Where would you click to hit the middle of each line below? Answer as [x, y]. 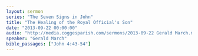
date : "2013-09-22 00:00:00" [42, 28]
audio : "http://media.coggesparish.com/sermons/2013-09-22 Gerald [89, 33]
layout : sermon [25, 11]
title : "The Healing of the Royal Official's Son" [70, 22]
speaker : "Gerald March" [37, 38]
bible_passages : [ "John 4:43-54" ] [49, 44]
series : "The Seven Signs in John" [50, 17]
